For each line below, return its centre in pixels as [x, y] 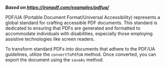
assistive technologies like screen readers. [50, 39]
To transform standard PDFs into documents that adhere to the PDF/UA [80, 49]
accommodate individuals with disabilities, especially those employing [79, 33]
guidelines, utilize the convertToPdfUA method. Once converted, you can [81, 54]
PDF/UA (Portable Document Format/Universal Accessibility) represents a [83, 17]
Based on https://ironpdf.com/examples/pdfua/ [57, 7]
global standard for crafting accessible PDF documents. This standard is [81, 23]
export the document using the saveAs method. [54, 60]
